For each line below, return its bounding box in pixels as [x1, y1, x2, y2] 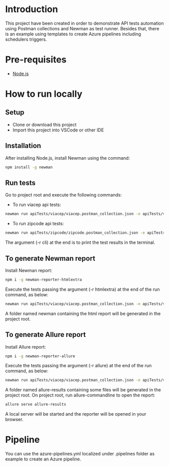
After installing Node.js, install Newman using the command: [5, 155, 130, 161]
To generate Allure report [5, 330, 86, 339]
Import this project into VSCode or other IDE [12, 127, 104, 133]
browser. [5, 417, 24, 423]
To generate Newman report [5, 254, 96, 262]
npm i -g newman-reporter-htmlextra [5, 277, 82, 282]
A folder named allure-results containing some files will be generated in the [5, 387, 161, 393]
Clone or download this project [12, 121, 77, 127]
